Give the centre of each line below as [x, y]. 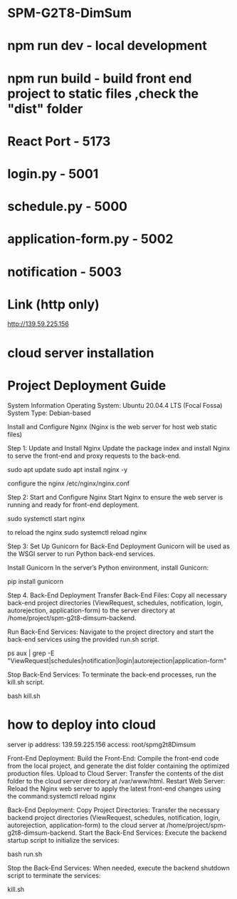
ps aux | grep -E [31, 653]
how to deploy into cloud [82, 724]
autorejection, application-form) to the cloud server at [86, 825]
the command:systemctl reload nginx [62, 796]
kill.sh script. [26, 682]
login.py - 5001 [53, 174]
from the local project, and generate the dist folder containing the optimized [118, 766]
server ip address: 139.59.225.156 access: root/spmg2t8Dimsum [101, 744]
